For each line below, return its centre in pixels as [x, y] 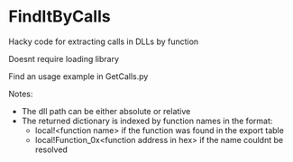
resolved [51, 149]
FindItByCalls [60, 17]
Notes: [21, 94]
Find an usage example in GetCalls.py [78, 76]
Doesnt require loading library [64, 58]
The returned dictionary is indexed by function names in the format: [147, 121]
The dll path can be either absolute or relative [106, 111]
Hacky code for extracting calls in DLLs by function [104, 41]
